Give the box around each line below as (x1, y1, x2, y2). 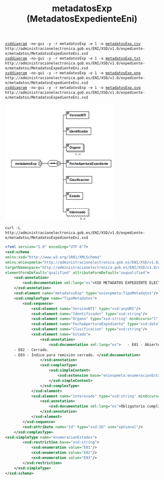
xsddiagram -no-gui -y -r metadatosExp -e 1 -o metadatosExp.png (5, 71, 141, 76)
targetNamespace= (5, 265, 41, 270)
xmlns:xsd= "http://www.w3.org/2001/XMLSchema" (5, 255, 102, 260)
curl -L (5, 225, 21, 231)
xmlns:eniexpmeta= (5, 260, 42, 265)
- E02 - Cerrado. (14, 347, 49, 352)
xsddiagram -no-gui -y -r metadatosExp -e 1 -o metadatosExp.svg (5, 85, 141, 90)
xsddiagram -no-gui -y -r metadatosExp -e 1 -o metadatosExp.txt (5, 56, 141, 61)
